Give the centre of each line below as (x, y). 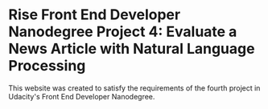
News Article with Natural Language (132, 49)
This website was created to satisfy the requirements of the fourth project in (134, 88)
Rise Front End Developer (95, 15)
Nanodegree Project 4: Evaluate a (123, 32)
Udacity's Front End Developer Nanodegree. (82, 96)
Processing (47, 66)
